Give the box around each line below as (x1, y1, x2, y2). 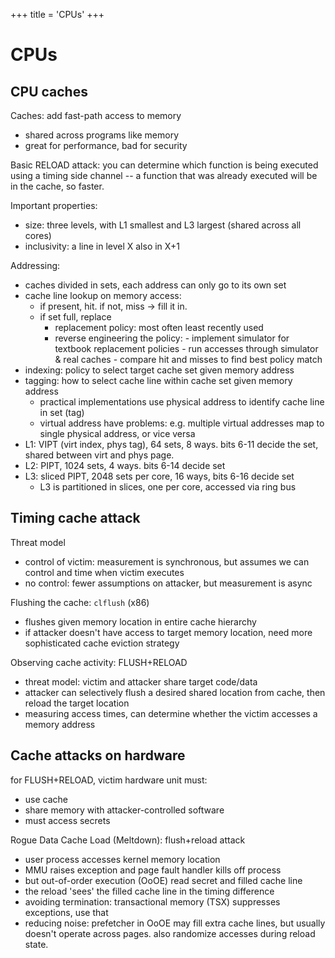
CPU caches (10, 83, 88, 100)
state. (24, 938, 49, 950)
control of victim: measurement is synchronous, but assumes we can (24, 555, 310, 568)
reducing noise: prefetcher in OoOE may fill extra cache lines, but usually (24, 917, 326, 929)
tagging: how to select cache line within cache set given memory (24, 375, 293, 386)
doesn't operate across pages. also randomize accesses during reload (24, 927, 316, 939)
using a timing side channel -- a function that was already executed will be (10, 170, 318, 181)
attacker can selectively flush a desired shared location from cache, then (24, 686, 326, 698)
